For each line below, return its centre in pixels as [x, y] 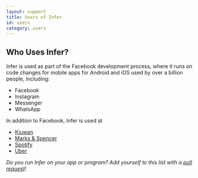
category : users [26, 28]
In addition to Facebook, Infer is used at [54, 121]
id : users [18, 22]
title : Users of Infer [34, 17]
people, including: [28, 79]
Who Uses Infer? [38, 52]
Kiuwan [24, 132]
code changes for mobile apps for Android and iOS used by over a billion [95, 73]
